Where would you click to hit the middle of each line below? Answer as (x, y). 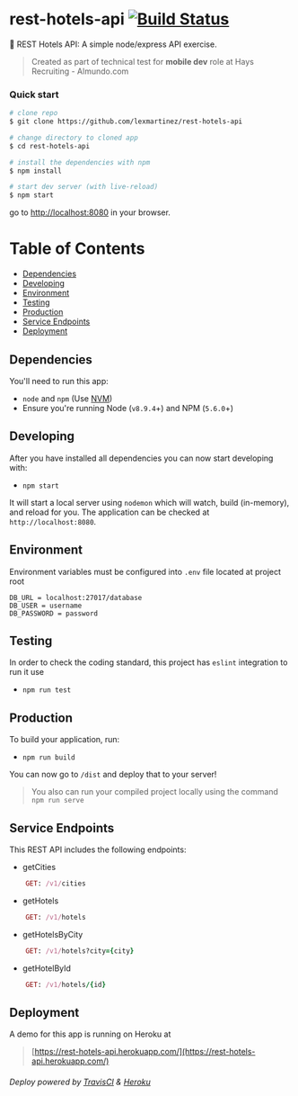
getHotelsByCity (53, 934)
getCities (39, 867)
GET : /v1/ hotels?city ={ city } (80, 951)
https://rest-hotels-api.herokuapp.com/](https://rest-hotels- (145, 1052)
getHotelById (47, 968)
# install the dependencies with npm (80, 162)
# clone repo (34, 113)
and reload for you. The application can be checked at (110, 512)
